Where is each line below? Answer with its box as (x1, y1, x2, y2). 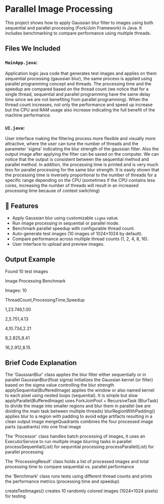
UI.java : (5, 124, 25, 131)
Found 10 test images (5, 268, 48, 274)
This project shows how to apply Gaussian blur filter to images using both (5, 20, 153, 26)
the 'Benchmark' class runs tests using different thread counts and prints (5, 473, 153, 479)
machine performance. (5, 112, 51, 118)
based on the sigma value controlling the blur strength (5, 382, 114, 388)
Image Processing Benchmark (5, 278, 66, 283)
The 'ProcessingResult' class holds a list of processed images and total (5, 458, 149, 465)
